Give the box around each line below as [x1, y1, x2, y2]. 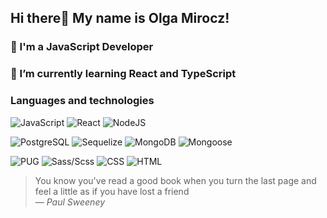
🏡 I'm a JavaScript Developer [10, 40, 154, 54]
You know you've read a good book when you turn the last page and [34, 174, 317, 186]
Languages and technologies [10, 94, 155, 108]
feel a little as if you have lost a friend [34, 185, 190, 197]
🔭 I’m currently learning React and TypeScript [10, 67, 237, 81]
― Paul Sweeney [34, 196, 106, 208]
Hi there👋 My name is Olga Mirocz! [10, 10, 230, 27]
